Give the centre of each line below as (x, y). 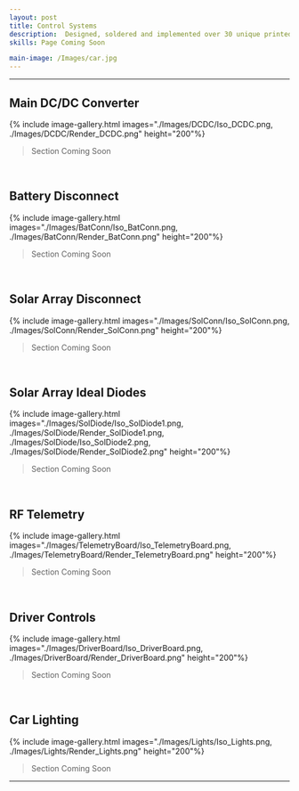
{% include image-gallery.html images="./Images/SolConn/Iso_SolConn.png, (149, 321)
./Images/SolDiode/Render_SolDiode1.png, (87, 433)
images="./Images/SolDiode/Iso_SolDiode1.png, (97, 423)
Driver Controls (53, 617)
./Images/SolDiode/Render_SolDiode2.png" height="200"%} (120, 452)
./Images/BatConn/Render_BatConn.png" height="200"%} (117, 236)
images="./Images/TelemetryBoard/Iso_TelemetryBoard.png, (120, 545)
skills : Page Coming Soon (57, 42)
